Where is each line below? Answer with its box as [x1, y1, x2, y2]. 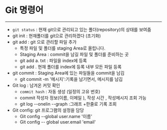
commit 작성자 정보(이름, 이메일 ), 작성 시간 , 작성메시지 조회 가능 [19, 95, 147, 101]
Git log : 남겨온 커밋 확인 [12, 82, 61, 88]
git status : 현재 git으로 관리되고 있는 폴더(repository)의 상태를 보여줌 [12, 26, 152, 32]
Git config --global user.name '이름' [19, 113, 92, 119]
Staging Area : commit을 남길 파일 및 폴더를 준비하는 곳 [19, 51, 129, 57]
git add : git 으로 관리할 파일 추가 [12, 39, 77, 45]
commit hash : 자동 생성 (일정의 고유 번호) [19, 88, 100, 94]
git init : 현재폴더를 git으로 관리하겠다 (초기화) [12, 33, 101, 39]
